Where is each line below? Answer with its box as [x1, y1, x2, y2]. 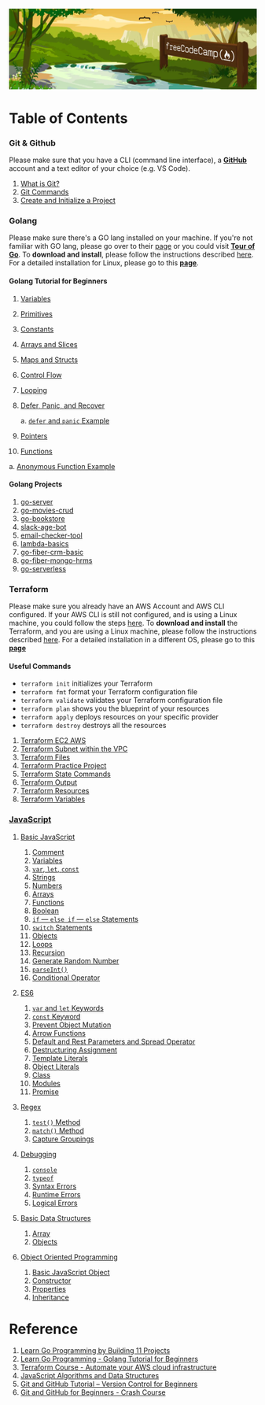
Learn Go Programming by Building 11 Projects [20, 1346, 171, 1355]
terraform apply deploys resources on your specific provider [20, 712, 219, 722]
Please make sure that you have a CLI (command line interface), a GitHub [9, 155, 247, 165]
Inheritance [31, 1292, 69, 1302]
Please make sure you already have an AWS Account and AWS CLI [9, 601, 225, 611]
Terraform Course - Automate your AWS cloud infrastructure [20, 1362, 217, 1372]
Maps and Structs [20, 355, 78, 364]
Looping [20, 385, 48, 394]
